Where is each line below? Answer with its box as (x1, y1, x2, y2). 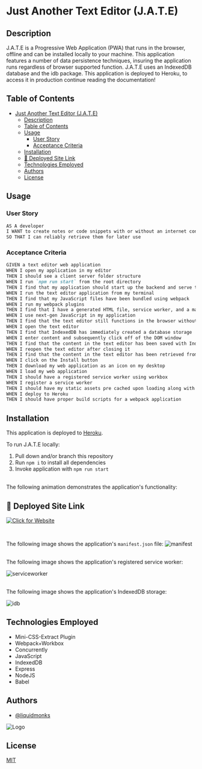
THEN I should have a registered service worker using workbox (6, 374, 168, 380)
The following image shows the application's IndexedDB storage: (6, 588, 167, 595)
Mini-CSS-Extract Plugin (14, 633, 76, 640)
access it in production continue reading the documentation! (6, 77, 156, 83)
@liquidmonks (14, 711, 50, 718)
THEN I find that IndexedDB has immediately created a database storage (6, 329, 192, 335)
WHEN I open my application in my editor (6, 268, 112, 274)
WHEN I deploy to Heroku (6, 391, 69, 397)
